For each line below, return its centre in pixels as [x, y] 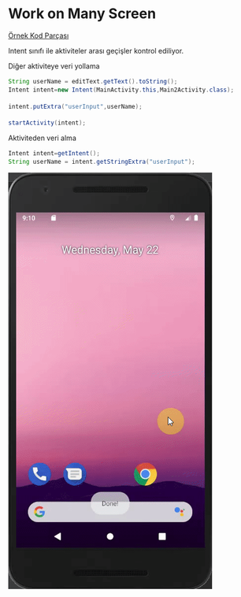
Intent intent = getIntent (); [54, 154]
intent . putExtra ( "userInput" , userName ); [76, 106]
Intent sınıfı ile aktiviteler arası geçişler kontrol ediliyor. [96, 50]
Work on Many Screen [82, 14]
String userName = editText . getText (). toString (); [93, 81]
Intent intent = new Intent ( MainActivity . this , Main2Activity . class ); [121, 90]
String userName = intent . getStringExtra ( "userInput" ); [102, 162]
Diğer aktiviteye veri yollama [54, 66]
